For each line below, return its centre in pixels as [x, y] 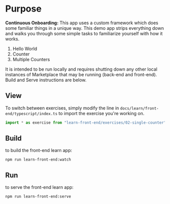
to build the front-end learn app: [39, 150]
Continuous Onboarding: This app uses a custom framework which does [82, 23]
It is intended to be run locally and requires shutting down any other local [81, 69]
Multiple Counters [31, 59]
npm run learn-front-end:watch [38, 160]
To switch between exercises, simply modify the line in [62, 108]
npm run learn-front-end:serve [38, 197]
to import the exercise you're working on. [101, 113]
